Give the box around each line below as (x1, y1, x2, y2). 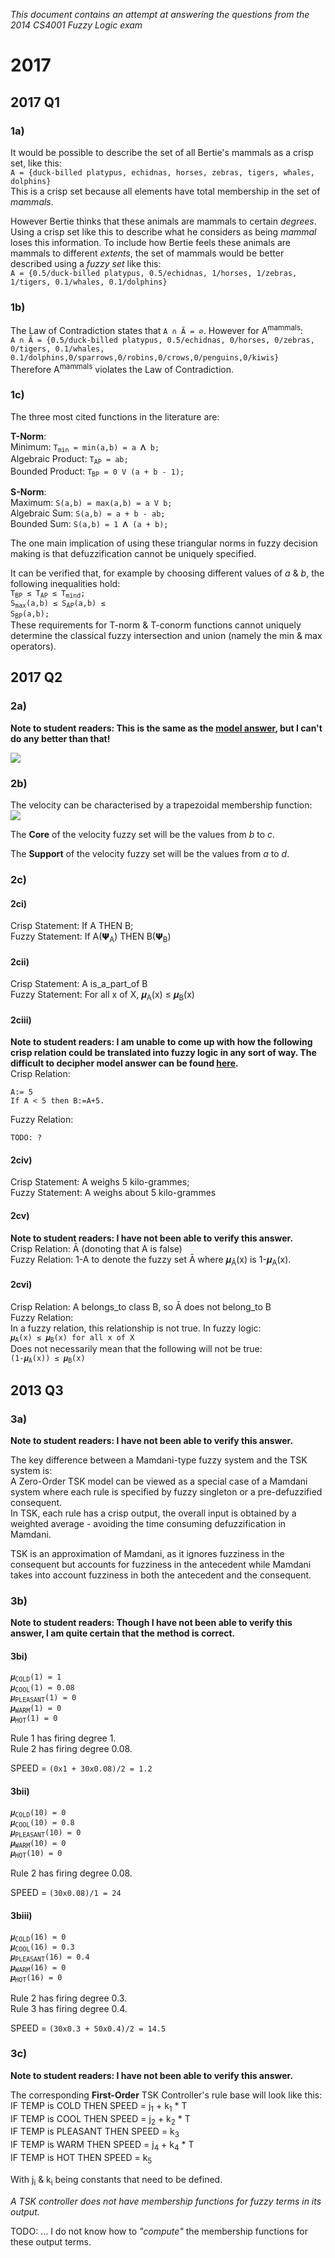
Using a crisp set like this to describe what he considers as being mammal (10, 225, 317, 238)
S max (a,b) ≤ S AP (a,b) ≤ (10, 599, 106, 610)
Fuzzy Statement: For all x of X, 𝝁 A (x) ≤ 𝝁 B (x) (10, 989, 195, 1003)
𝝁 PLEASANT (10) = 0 (10, 1828, 82, 1839)
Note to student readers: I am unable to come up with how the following (10, 1036, 313, 1048)
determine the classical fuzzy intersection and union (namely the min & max (10, 630, 323, 642)
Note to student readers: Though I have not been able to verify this (10, 1617, 293, 1629)
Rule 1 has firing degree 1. (10, 1732, 117, 1744)
